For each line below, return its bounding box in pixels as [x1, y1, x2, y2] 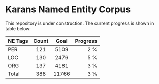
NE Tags [8, 37, 29, 44]
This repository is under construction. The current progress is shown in [5, 20, 154, 26]
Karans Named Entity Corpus [5, 4, 131, 15]
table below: [5, 25, 31, 31]
